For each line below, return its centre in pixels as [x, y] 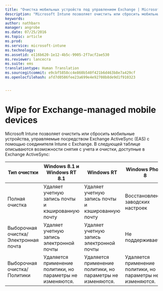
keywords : [15, 18]
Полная [16, 199]
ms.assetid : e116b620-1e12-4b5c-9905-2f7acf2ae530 [57, 55]
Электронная [23, 240]
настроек [136, 208]
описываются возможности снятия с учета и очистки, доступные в [75, 149]
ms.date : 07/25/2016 [26, 32]
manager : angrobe [23, 28]
